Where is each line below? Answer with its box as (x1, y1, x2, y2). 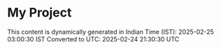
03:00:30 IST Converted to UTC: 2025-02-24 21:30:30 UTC (7, 35, 180, 43)
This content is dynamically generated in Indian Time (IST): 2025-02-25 (7, 28, 215, 36)
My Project (7, 5, 72, 21)
